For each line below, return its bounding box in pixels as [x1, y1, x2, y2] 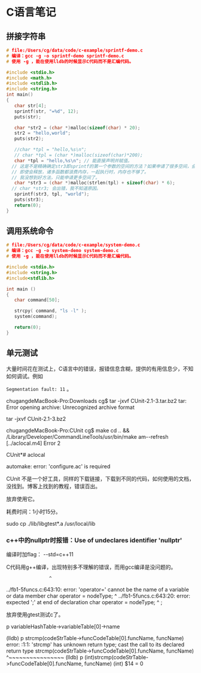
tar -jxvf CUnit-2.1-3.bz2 [6, 415, 66, 422]
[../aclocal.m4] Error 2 [6, 439, 61, 447]
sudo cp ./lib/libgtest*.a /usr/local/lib [6, 520, 96, 527]
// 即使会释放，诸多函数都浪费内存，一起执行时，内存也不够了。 [11, 169, 149, 175]
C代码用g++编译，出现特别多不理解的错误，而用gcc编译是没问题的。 [6, 563, 176, 571]
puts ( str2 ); [14, 136, 44, 142]
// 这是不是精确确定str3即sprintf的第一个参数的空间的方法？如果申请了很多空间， [11, 163, 192, 169]
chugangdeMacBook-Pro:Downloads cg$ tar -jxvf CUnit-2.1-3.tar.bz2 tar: [6, 397, 187, 404]
